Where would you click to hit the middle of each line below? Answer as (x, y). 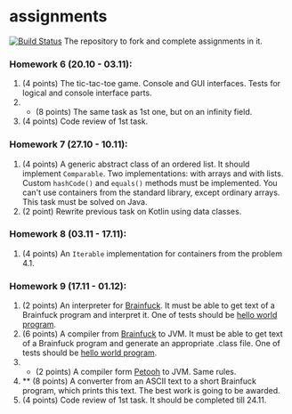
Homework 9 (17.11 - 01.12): (68, 286)
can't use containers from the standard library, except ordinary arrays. (151, 192)
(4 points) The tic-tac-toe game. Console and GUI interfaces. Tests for (151, 84)
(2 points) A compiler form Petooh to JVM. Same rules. (136, 372)
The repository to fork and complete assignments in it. (163, 41)
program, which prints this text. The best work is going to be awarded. (151, 391)
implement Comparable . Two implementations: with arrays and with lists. (153, 173)
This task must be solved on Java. (85, 201)
